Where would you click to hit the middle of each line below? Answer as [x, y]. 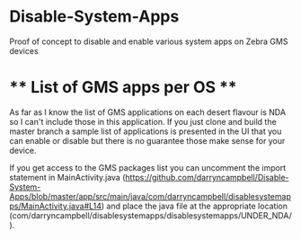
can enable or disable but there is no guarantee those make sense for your [147, 140]
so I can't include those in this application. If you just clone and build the [143, 121]
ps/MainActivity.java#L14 [55, 206]
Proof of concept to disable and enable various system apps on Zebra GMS [149, 41]
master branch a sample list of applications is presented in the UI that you [146, 131]
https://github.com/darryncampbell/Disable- [207, 177]
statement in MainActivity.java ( [67, 177]
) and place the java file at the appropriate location [195, 206]
